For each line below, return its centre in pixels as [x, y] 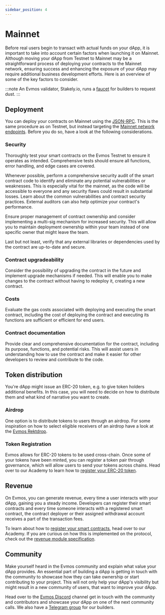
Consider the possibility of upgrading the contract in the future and [73, 270]
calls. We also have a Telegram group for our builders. [60, 607]
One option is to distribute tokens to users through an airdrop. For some [78, 421]
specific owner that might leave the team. [47, 232]
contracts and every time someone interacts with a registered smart [74, 508]
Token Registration [28, 444]
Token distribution [34, 375]
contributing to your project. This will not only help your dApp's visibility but [82, 582]
